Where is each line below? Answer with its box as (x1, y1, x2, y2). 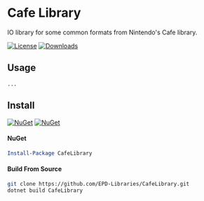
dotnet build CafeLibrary (7, 187, 83, 194)
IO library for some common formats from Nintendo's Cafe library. (7, 28, 198, 36)
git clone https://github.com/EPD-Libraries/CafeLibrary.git (7, 180, 190, 187)
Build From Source (7, 165, 62, 173)
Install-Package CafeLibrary (7, 149, 93, 157)
